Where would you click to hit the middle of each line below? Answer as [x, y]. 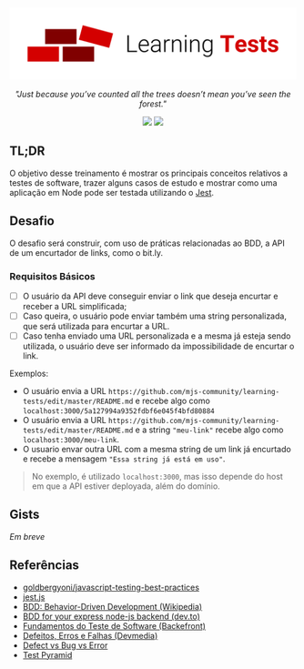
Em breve [27, 536]
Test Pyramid [47, 654]
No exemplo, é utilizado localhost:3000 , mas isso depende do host [157, 477]
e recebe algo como [173, 401]
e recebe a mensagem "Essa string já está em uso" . [124, 459]
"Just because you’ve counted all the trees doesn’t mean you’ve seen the [153, 94]
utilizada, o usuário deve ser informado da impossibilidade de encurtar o [158, 346]
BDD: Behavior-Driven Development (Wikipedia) [112, 606]
